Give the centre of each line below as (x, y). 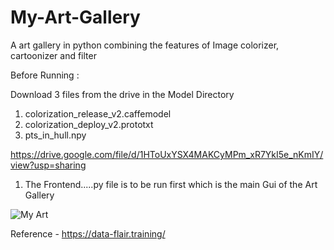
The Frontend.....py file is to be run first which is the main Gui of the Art (171, 184)
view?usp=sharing (48, 165)
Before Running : (45, 75)
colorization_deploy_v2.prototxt (89, 124)
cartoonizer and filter (53, 55)
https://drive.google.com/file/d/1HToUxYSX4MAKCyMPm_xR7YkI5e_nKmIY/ (167, 154)
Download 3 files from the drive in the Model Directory (122, 94)
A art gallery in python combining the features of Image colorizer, (145, 45)
